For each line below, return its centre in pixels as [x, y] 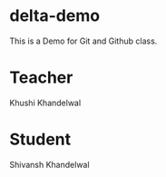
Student [40, 139]
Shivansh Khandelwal [49, 164]
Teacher [41, 78]
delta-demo [55, 16]
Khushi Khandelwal [45, 103]
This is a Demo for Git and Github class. [83, 41]
